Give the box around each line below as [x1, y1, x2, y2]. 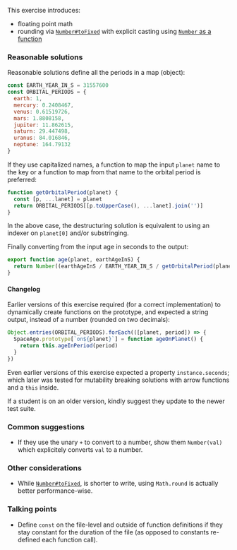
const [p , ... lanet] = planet [13, 196, 102, 203]
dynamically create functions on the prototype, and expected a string [7, 308, 209, 316]
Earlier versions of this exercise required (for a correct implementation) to [7, 300, 221, 309]
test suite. [7, 404, 37, 412]
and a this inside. [7, 383, 59, 391]
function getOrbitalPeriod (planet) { [7, 189, 119, 196]
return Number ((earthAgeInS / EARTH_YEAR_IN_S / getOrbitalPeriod [13, 263, 213, 270]
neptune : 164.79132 [13, 141, 71, 148]
